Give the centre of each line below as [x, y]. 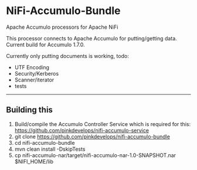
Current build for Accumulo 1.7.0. [45, 45]
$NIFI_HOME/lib [34, 161]
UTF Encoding [32, 67]
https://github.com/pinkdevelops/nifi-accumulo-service [82, 130]
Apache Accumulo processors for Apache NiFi [62, 27]
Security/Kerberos [37, 73]
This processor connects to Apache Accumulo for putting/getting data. [91, 38]
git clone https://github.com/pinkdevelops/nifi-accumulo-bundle [92, 137]
